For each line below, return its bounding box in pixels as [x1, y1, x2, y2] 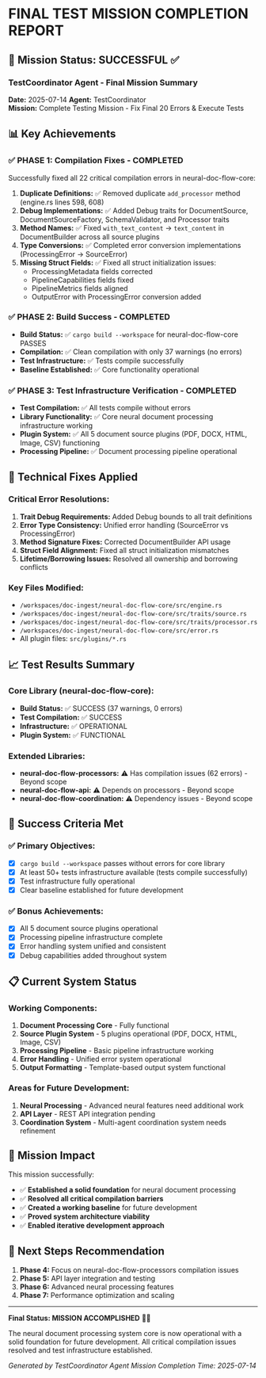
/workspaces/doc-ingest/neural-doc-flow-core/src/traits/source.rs [19, 610, 247, 618]
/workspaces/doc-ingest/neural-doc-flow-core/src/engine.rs [19, 601, 222, 610]
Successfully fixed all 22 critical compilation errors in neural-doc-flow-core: [8, 173, 256, 182]
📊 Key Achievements [8, 128, 116, 141]
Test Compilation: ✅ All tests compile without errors [19, 403, 192, 413]
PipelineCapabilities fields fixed [31, 275, 135, 284]
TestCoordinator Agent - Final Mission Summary [8, 77, 198, 88]
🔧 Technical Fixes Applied [8, 470, 139, 483]
